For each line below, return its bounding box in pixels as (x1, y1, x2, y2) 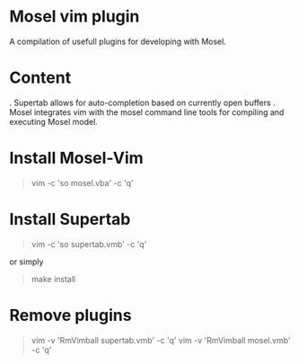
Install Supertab (9, 209, 131, 229)
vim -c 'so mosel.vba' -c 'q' (31, 177, 134, 188)
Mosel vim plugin (9, 6, 140, 27)
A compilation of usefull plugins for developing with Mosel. (9, 36, 227, 47)
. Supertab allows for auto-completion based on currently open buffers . (9, 97, 276, 108)
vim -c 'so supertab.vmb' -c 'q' (31, 238, 147, 249)
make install (31, 273, 76, 284)
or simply (9, 256, 44, 267)
